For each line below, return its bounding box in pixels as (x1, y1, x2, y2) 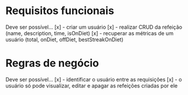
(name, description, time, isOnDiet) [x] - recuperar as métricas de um (5, 29, 174, 36)
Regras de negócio (5, 57, 100, 70)
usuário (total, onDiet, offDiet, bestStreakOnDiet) (5, 36, 124, 43)
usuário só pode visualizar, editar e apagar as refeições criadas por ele (5, 82, 178, 89)
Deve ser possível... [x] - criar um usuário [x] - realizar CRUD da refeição (5, 23, 183, 30)
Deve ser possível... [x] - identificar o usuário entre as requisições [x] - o (5, 76, 182, 83)
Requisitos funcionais (5, 4, 114, 18)
